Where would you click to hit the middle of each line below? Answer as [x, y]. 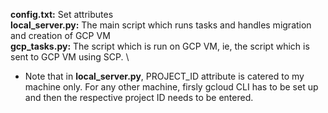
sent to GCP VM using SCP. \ [70, 57]
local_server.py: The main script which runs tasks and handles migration [161, 25]
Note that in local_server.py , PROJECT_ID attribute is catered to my [164, 76]
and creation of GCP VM [60, 35]
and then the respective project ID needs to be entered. [139, 97]
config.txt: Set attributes [62, 14]
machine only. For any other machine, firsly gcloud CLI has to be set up [171, 87]
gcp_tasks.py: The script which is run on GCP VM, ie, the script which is [160, 46]
